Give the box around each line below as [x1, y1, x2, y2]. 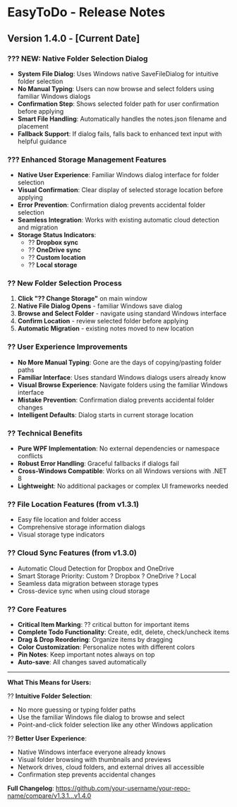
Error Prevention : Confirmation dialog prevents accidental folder [17, 201, 206, 209]
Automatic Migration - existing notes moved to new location [17, 324, 194, 333]
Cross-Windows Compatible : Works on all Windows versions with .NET [17, 467, 227, 475]
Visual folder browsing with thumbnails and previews [17, 755, 171, 763]
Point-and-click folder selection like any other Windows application [17, 720, 213, 729]
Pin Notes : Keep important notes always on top [17, 650, 155, 659]
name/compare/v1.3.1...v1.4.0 [7, 791, 92, 800]
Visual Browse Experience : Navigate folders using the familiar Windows [17, 381, 228, 389]
